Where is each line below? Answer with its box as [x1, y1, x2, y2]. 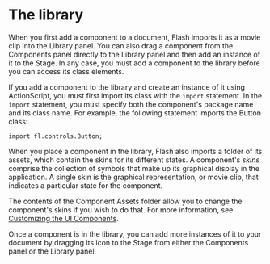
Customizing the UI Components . [8, 213, 119, 223]
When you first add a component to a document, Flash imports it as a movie [8, 32, 261, 42]
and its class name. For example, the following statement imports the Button [8, 107, 261, 118]
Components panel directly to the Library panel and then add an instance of [8, 49, 261, 59]
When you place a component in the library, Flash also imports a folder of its [8, 146, 263, 156]
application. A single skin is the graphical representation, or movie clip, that [8, 172, 259, 182]
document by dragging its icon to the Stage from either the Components [8, 237, 249, 247]
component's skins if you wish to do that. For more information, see [8, 204, 234, 215]
